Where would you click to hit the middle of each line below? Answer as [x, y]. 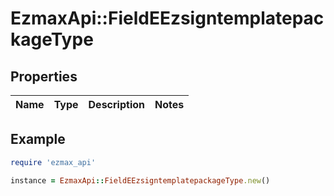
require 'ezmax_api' [53, 162]
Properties [44, 76]
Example [38, 139]
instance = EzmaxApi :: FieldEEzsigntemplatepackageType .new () [140, 180]
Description [116, 104]
